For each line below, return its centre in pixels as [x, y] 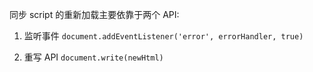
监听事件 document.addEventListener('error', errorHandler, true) [163, 36]
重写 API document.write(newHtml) [93, 57]
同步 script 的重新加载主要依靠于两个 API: [94, 14]
